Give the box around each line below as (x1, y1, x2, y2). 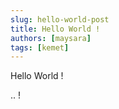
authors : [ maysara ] (10, 33, 92, 43)
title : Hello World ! (10, 24, 101, 34)
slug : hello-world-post (10, 14, 110, 25)
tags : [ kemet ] (10, 42, 70, 53)
